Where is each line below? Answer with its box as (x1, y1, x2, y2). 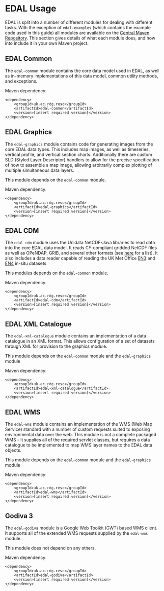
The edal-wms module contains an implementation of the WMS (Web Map (5, 421, 153, 427)
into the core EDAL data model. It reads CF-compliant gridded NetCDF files (5, 245, 157, 251)
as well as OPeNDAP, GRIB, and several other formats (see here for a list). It (5, 250, 158, 256)
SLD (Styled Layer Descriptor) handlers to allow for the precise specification (5, 156, 160, 163)
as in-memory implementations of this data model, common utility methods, (5, 73, 159, 79)
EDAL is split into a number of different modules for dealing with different (5, 19, 153, 25)
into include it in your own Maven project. (5, 40, 89, 46)
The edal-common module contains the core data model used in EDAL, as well (5, 68, 160, 74)
